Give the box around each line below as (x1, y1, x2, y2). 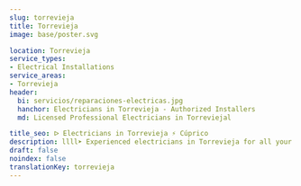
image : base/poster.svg (9, 30, 99, 39)
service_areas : (9, 71, 67, 81)
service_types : (9, 55, 67, 64)
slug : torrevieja (9, 13, 75, 22)
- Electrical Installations (9, 63, 115, 72)
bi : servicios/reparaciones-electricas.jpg (17, 96, 183, 105)
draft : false (9, 146, 59, 155)
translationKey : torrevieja (9, 163, 115, 172)
